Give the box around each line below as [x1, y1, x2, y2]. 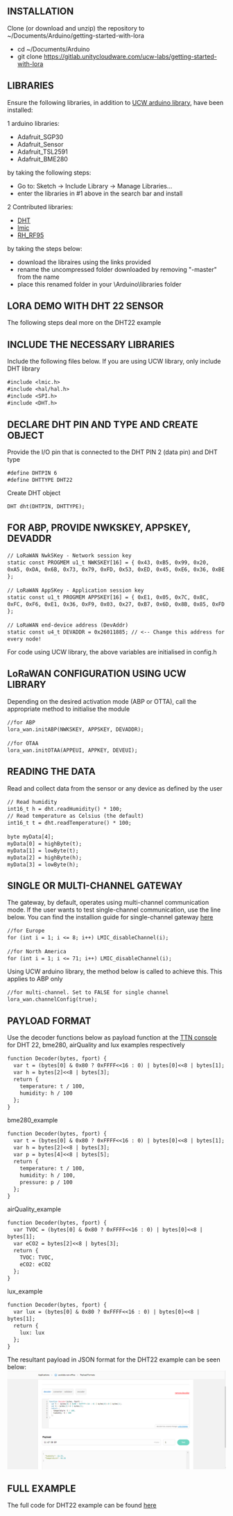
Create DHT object [7, 489, 61, 497]
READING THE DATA [7, 766, 96, 777]
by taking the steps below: [7, 244, 83, 252]
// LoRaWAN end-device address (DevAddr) [7, 622, 129, 629]
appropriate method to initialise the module [7, 704, 130, 713]
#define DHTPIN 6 [7, 469, 58, 477]
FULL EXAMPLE [7, 1483, 76, 1494]
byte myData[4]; [7, 833, 54, 840]
